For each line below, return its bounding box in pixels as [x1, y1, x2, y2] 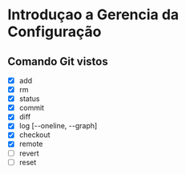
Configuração [7, 22, 102, 41]
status [18, 94, 40, 103]
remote [18, 139, 43, 149]
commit [18, 103, 45, 113]
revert [18, 148, 39, 158]
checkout [18, 130, 51, 140]
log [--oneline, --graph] [18, 121, 98, 131]
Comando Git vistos [7, 55, 109, 68]
